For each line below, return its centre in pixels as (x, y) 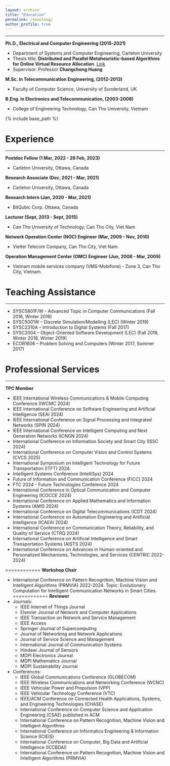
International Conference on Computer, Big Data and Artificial (84, 742)
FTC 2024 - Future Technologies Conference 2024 (66, 485)
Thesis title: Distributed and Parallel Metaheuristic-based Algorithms (86, 58)
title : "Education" (26, 15)
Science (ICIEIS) (37, 737)
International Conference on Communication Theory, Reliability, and (83, 528)
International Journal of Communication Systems (71, 645)
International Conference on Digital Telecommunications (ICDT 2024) (85, 512)
